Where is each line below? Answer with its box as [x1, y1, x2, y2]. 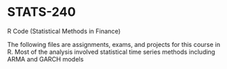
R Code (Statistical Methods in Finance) [7, 27, 121, 35]
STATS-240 [7, 4, 77, 20]
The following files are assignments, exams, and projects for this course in [7, 40, 221, 48]
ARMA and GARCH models [7, 55, 84, 63]
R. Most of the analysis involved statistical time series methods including [7, 48, 216, 56]
